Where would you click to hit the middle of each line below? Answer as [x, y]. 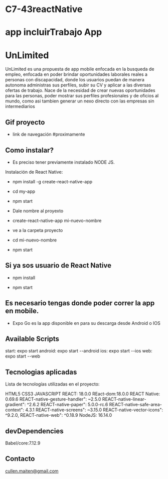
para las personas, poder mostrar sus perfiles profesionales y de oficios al [82, 96]
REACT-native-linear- [124, 399]
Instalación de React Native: [34, 172]
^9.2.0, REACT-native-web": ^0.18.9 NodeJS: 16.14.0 [59, 415]
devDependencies [34, 431]
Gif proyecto [25, 122]
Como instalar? [30, 150]
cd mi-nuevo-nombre [34, 240]
